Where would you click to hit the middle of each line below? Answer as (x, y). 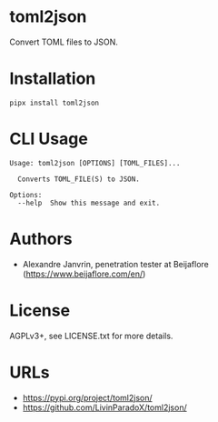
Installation (53, 79)
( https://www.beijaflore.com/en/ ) (84, 274)
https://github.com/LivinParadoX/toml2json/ (105, 407)
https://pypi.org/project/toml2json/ (87, 397)
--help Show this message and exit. (89, 203)
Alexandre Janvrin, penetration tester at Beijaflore (115, 264)
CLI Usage (49, 139)
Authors (41, 239)
